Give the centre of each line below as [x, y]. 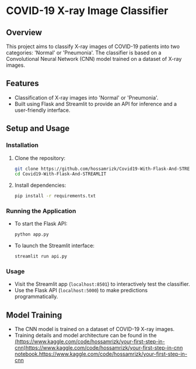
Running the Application [41, 211]
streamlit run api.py [41, 257]
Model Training [34, 315]
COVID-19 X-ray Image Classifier [87, 11]
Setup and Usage [38, 129]
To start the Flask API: [41, 224]
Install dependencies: [40, 185]
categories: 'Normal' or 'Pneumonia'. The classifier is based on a [84, 53]
